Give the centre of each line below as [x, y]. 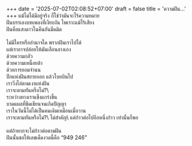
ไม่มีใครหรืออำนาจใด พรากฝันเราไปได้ [44, 42]
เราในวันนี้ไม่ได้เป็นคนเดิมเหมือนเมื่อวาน [46, 111]
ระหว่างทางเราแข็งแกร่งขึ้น [32, 97]
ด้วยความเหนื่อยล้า [25, 63]
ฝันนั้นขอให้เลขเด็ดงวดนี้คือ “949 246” [47, 138]
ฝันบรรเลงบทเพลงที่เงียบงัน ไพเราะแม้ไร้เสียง [51, 22]
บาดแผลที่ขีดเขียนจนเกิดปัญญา [36, 104]
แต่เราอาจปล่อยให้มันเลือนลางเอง [39, 49]
